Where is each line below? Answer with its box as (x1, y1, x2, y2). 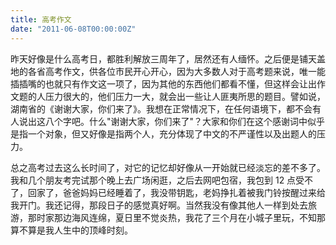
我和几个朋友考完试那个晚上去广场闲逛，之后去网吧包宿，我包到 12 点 (10, 174, 297, 186)
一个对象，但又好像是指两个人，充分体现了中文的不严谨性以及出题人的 (27, 127, 317, 140)
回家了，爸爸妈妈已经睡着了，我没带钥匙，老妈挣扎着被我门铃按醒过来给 (27, 186, 326, 198)
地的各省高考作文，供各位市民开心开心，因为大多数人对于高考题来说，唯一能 (10, 65, 326, 77)
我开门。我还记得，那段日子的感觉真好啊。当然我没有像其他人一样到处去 (10, 199, 308, 211)
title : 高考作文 (10, 14, 72, 25)
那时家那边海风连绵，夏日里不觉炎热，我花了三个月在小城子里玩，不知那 (27, 211, 326, 223)
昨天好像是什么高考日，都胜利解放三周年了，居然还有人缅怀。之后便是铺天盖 (10, 52, 326, 65)
